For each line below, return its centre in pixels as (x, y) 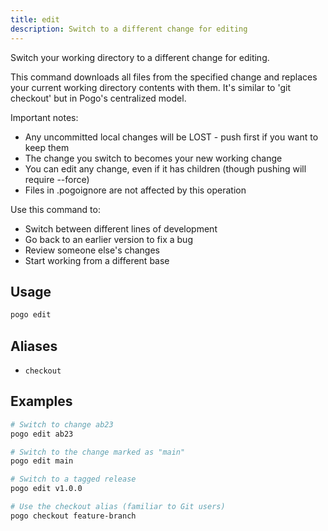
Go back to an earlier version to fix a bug (108, 239)
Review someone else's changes (92, 250)
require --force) (57, 179)
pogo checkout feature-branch (73, 516)
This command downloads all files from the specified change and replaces (164, 77)
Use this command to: (55, 209)
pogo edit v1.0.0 (46, 489)
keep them (47, 147)
